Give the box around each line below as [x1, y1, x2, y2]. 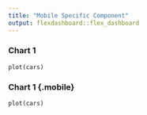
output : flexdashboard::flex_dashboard [8, 19, 140, 27]
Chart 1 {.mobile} [8, 81, 75, 92]
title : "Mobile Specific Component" [8, 11, 129, 20]
